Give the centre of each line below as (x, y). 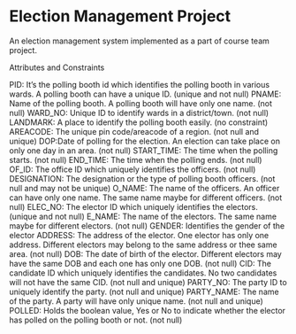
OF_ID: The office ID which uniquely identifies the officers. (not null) (133, 169)
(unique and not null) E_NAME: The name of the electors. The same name (143, 216)
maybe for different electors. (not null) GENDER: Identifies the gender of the (147, 225)
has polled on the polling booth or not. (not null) (96, 320)
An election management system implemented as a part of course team (139, 41)
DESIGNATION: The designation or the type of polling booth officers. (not (142, 178)
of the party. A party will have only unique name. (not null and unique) (136, 301)
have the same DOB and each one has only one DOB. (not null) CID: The (140, 263)
